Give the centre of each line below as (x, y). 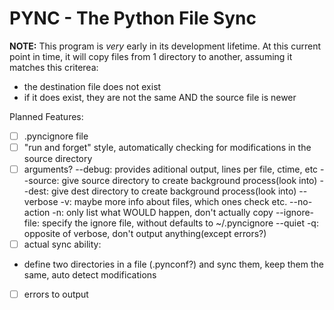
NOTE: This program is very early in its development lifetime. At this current (165, 46)
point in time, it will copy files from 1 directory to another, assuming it (151, 56)
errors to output (56, 294)
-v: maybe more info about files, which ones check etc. (174, 202)
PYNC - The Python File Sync (133, 18)
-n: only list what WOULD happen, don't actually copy (163, 213)
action (37, 213)
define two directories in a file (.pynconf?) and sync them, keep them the (173, 264)
